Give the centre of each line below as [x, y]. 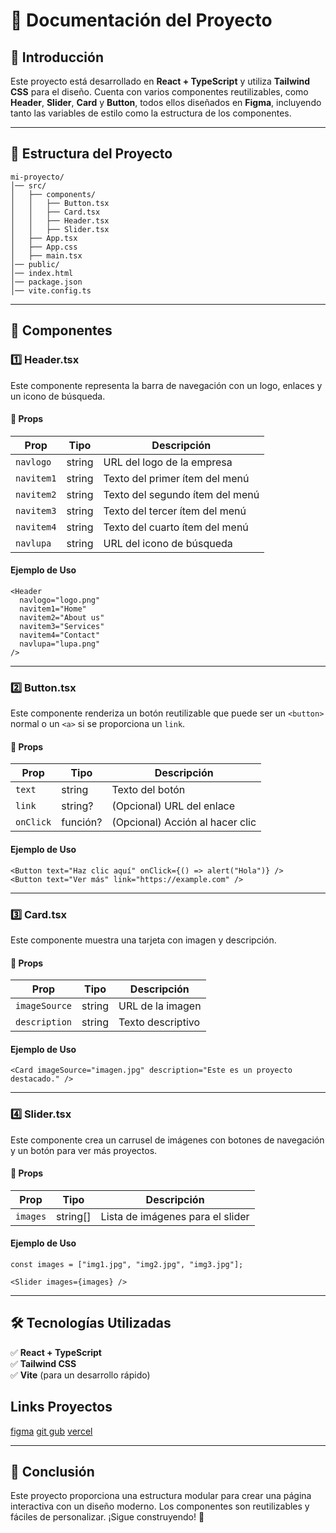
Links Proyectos [61, 1407]
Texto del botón [148, 790]
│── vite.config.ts [51, 290]
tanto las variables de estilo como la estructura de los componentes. [151, 113]
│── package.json [46, 282]
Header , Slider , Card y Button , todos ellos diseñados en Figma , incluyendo [166, 102]
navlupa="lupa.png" [60, 644]
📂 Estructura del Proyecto [91, 154]
